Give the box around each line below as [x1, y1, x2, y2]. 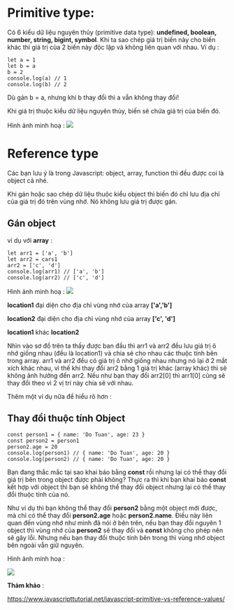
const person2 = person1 [7, 437, 80, 444]
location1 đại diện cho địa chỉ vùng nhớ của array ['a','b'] [7, 301, 173, 309]
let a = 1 [7, 56, 36, 64]
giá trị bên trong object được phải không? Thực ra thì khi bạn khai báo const [7, 475, 227, 483]
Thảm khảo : [7, 581, 44, 589]
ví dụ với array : [7, 236, 53, 244]
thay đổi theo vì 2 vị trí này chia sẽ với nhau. [7, 378, 134, 387]
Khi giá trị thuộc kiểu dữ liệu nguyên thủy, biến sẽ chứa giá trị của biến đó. [7, 106, 221, 115]
